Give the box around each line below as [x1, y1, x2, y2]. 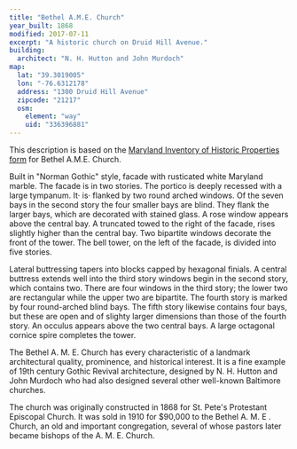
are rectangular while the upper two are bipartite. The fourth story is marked [9, 292, 288, 303]
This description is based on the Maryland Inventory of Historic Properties [9, 145, 280, 155]
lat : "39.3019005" [17, 71, 86, 80]
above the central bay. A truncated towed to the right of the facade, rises [9, 218, 276, 229]
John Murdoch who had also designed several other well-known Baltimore [9, 375, 281, 386]
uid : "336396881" [25, 121, 90, 130]
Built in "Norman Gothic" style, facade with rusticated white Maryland [9, 171, 263, 182]
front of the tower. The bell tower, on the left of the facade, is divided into [9, 237, 277, 248]
